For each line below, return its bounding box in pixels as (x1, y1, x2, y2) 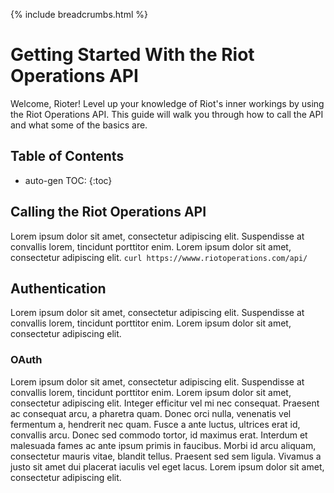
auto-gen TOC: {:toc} (24, 174, 113, 186)
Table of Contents (10, 148, 125, 165)
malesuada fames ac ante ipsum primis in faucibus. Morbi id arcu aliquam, (10, 439, 317, 451)
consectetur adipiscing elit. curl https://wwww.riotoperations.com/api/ (10, 251, 308, 263)
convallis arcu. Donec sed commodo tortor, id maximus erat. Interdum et (10, 429, 308, 441)
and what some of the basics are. (10, 119, 148, 131)
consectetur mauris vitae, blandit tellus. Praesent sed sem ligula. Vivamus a (10, 450, 322, 462)
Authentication (10, 280, 107, 297)
